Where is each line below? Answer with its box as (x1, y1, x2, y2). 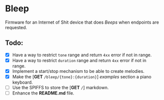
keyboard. (12, 79, 33, 85)
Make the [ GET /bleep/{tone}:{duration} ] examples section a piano (12, 73, 152, 79)
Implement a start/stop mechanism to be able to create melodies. (12, 68, 145, 74)
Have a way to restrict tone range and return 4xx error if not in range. (12, 52, 152, 58)
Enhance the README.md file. (12, 90, 75, 96)
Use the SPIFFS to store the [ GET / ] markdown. (12, 85, 109, 90)
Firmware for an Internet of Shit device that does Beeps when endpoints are (5, 19, 159, 25)
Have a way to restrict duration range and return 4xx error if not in (12, 57, 147, 63)
